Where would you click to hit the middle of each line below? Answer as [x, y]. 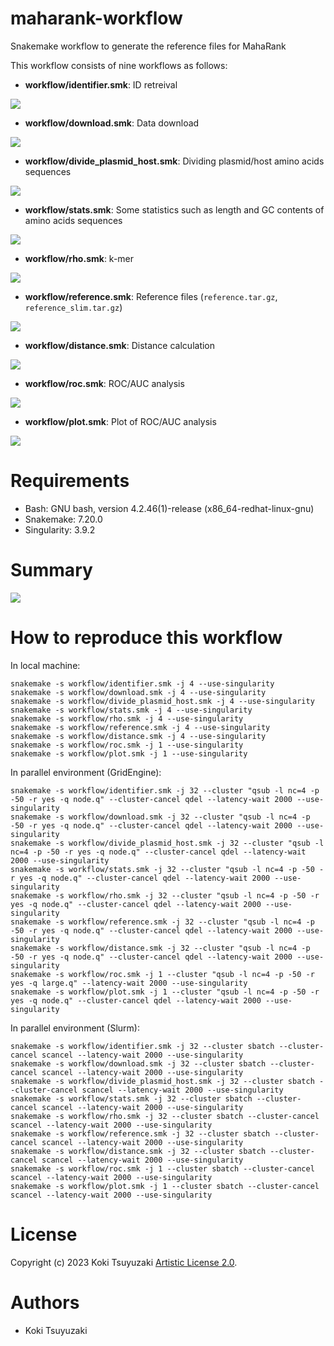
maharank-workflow [96, 18]
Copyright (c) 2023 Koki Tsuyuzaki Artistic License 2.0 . [124, 1262]
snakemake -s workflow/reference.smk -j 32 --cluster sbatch [140, 1133]
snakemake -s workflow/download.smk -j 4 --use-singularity [138, 692]
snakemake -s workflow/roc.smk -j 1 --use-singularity [127, 745]
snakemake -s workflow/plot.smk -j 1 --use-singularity [129, 753]
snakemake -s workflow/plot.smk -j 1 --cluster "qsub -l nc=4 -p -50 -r [165, 992]
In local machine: [45, 665]
